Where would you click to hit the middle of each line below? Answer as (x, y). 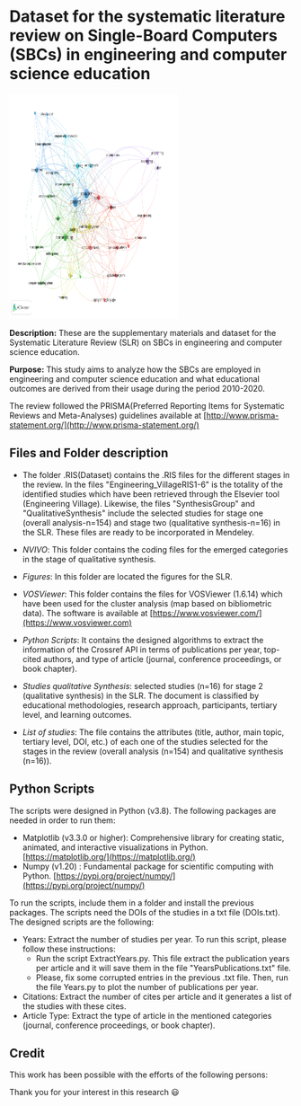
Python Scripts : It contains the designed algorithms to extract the (143, 640)
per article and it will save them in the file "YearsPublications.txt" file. (164, 968)
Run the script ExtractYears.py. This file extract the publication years (163, 958)
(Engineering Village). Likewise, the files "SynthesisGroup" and (139, 503)
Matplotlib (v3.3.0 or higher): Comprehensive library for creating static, (153, 837)
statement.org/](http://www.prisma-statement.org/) (104, 425)
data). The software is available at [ (88, 613)
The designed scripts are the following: (82, 922)
